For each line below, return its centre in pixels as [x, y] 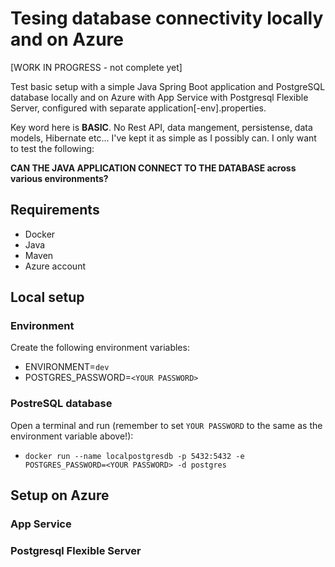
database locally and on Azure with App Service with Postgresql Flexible [159, 97]
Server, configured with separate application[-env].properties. [138, 108]
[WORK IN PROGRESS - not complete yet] [96, 67]
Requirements [55, 210]
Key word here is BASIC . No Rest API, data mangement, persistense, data [161, 127]
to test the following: [52, 148]
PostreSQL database [61, 404]
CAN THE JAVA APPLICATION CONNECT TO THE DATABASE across [153, 168]
